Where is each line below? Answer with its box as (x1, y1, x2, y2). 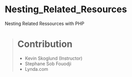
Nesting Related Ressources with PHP (5, 20, 85, 27)
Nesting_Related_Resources (5, 4, 127, 15)
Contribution (17, 38, 73, 50)
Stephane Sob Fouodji (24, 60, 72, 67)
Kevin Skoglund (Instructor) (24, 55, 83, 61)
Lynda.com (24, 66, 48, 72)
